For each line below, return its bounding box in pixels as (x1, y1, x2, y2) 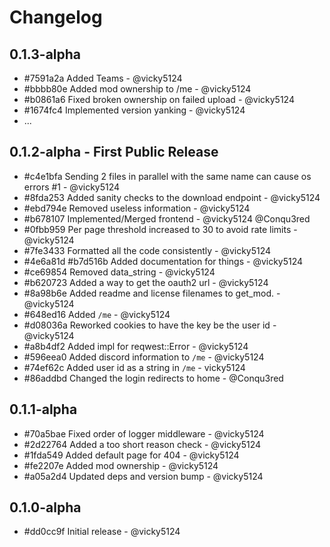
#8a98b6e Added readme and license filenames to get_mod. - (23, 287, 281, 299)
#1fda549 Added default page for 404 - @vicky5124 (23, 449, 240, 461)
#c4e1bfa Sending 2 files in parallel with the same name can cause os (23, 170, 312, 182)
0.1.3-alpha (9, 46, 82, 63)
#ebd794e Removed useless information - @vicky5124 (23, 202, 251, 214)
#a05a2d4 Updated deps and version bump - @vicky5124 (23, 470, 264, 482)
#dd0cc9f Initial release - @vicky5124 (23, 526, 181, 538)
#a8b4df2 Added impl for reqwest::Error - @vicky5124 (23, 340, 249, 352)
